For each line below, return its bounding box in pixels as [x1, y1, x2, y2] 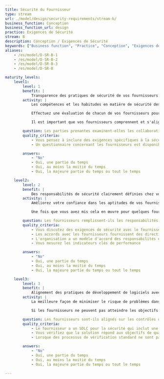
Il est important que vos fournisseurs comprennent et [31, 120, 145, 125]
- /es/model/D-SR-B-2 [14, 57, 58, 62]
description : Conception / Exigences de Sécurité [5, 39, 108, 44]
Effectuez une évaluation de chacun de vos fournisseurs [31, 111, 150, 116]
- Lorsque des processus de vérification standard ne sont [31, 335, 154, 340]
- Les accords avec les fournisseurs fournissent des [31, 232, 143, 237]
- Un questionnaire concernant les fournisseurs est [31, 142, 141, 147]
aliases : [5, 48, 23, 53]
